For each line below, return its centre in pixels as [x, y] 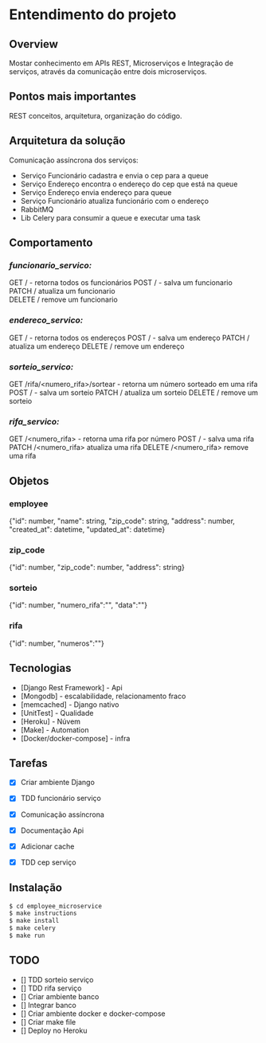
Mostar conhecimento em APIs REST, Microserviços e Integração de [121, 63]
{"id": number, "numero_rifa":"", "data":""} [78, 605]
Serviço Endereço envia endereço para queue [96, 192]
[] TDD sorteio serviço [57, 979]
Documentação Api [52, 830]
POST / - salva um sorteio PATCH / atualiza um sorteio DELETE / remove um [133, 393]
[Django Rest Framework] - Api [71, 687]
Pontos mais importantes [73, 97]
